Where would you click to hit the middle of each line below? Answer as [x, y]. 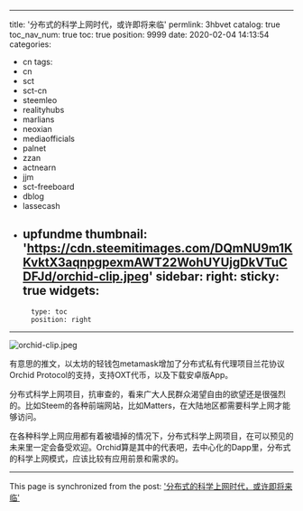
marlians [38, 119]
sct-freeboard [48, 187]
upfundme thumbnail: [85, 235]
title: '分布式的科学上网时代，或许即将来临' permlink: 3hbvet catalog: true [145, 24]
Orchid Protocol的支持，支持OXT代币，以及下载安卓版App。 [121, 374]
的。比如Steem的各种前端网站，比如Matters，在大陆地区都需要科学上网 [142, 405]
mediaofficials [48, 138]
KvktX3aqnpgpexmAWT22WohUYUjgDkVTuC [155, 263]
